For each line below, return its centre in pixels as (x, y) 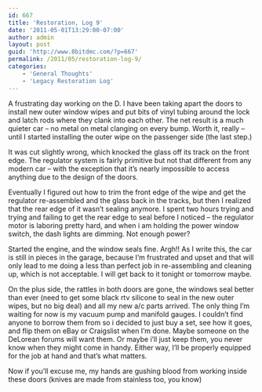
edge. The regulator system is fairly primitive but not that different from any (130, 160)
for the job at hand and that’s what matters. (78, 356)
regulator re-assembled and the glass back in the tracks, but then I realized (129, 200)
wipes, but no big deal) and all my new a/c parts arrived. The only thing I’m (129, 306)
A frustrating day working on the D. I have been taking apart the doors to (126, 103)
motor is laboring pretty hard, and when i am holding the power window (124, 225)
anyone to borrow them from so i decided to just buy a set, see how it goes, (130, 322)
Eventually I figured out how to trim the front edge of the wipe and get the (127, 192)
